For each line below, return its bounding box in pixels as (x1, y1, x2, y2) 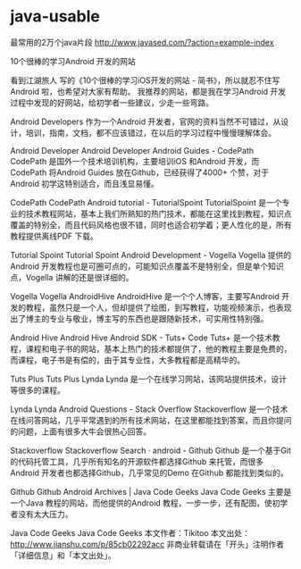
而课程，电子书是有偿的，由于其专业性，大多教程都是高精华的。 (10, 355, 245, 365)
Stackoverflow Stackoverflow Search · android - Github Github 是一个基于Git (10, 445, 291, 456)
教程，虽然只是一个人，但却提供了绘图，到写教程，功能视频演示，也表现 (25, 302, 292, 313)
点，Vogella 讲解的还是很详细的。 (10, 272, 134, 282)
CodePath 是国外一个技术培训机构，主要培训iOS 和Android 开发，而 (10, 155, 260, 166)
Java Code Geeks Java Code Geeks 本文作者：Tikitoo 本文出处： (10, 527, 251, 538)
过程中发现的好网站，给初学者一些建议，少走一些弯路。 (10, 96, 213, 108)
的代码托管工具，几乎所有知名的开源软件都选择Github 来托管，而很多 (10, 456, 264, 466)
